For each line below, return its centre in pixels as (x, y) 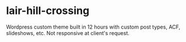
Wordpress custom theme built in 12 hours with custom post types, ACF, (93, 27)
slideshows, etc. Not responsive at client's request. (68, 33)
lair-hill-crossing (48, 11)
